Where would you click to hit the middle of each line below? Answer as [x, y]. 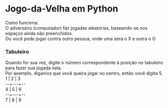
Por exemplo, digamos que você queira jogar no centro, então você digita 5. [84, 73]
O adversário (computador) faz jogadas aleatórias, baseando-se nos [76, 28]
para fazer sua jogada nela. [34, 68]
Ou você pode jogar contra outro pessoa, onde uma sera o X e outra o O [80, 39]
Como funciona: [22, 23]
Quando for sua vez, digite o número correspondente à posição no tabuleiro [84, 63]
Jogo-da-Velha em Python [62, 9]
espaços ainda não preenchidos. [39, 33]
